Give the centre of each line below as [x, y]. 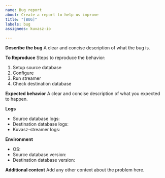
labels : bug [18, 24]
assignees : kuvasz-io [28, 29]
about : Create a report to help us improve [52, 15]
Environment [19, 139]
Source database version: [40, 155]
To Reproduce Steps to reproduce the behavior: [55, 58]
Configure [23, 73]
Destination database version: [44, 160]
